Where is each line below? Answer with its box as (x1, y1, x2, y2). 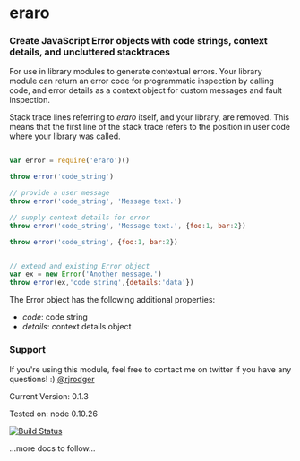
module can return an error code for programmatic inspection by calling (9, 75, 275, 87)
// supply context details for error (9, 213, 150, 222)
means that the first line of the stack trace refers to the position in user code (9, 122, 291, 132)
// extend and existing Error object (9, 261, 150, 270)
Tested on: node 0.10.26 (9, 408, 99, 419)
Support (9, 344, 47, 356)
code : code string (21, 312, 88, 322)
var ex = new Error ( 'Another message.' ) (9, 269, 163, 279)
